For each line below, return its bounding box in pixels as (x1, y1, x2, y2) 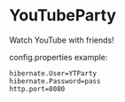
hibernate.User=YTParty (9, 68, 98, 78)
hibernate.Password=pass (9, 76, 101, 85)
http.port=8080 (9, 84, 66, 93)
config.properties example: (9, 51, 108, 62)
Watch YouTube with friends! (9, 35, 114, 45)
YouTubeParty (9, 5, 117, 26)
